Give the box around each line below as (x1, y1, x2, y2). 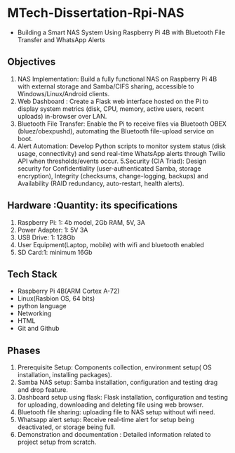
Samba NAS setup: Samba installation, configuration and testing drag (17, 378, 218, 387)
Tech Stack (7, 268, 58, 280)
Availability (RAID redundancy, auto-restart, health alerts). (17, 179, 184, 188)
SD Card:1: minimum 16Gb (17, 248, 93, 256)
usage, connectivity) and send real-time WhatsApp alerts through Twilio (17, 149, 226, 157)
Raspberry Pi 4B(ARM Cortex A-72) (17, 287, 120, 296)
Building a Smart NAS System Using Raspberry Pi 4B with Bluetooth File (17, 28, 226, 37)
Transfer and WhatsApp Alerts (17, 35, 105, 44)
